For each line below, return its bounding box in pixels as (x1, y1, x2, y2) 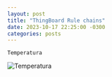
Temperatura (7, 49, 42, 57)
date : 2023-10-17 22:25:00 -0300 (7, 23, 106, 30)
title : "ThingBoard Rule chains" (7, 17, 106, 24)
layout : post (7, 10, 46, 18)
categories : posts (7, 30, 61, 37)
